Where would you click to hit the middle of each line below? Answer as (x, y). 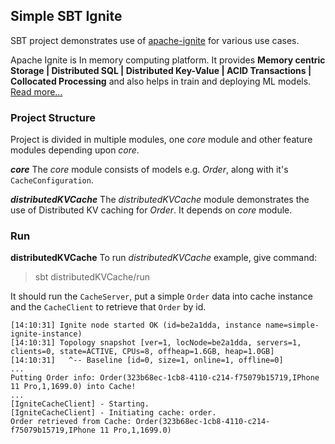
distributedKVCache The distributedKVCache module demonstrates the (160, 200)
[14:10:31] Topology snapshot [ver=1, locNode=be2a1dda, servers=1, (156, 343)
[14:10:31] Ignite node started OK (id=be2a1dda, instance (136, 325)
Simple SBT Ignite (66, 16)
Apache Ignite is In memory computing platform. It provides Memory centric (168, 60)
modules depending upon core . (75, 150)
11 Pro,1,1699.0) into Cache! (73, 387)
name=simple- (292, 325)
